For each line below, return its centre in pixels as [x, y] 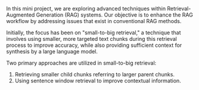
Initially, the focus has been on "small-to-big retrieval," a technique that [94, 33]
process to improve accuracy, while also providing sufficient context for [94, 45]
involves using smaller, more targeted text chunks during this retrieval [91, 39]
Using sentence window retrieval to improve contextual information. [98, 81]
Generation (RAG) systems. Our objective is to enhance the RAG [115, 15]
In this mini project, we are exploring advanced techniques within [86, 9]
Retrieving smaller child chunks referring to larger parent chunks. [94, 74]
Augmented [21, 15]
